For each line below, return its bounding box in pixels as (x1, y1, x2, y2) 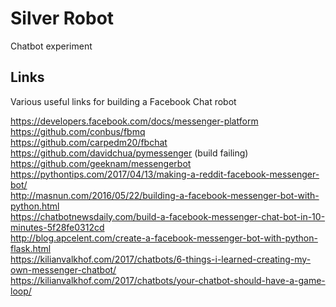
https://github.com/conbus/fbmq (10, 125, 146, 137)
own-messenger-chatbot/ (10, 263, 117, 276)
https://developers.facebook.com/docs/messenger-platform (10, 115, 259, 127)
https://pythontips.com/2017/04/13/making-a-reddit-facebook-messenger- (10, 168, 320, 180)
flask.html (10, 242, 52, 254)
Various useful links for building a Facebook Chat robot (10, 95, 237, 107)
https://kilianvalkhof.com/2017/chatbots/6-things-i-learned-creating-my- (10, 253, 312, 265)
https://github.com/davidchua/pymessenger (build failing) (10, 147, 249, 159)
